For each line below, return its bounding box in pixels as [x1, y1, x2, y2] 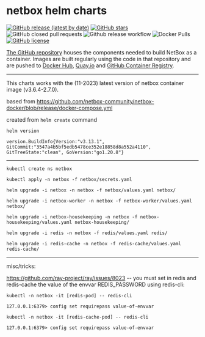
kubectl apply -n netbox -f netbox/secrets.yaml [6, 176, 132, 182]
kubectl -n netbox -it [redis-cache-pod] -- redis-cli [6, 314, 149, 320]
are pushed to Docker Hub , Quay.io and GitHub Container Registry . [6, 62, 174, 69]
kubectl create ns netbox [6, 166, 72, 172]
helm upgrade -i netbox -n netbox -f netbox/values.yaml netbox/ [6, 187, 176, 193]
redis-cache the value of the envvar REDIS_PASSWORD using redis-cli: [6, 281, 185, 288]
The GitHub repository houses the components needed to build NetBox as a [6, 48, 197, 56]
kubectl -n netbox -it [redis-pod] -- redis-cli [6, 292, 132, 298]
